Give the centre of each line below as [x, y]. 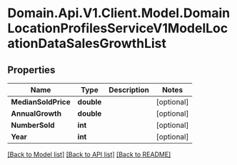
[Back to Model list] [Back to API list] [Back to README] [89, 154]
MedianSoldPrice [41, 102]
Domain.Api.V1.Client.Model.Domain [119, 13]
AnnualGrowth [36, 114]
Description [129, 90]
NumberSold [33, 125]
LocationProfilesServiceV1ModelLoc [118, 28]
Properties [31, 70]
